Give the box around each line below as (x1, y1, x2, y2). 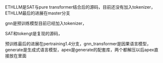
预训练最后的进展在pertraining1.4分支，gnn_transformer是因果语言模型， (5, 41, 151, 47)
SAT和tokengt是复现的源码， (5, 31, 63, 36)
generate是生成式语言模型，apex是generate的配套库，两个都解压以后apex (5, 47, 154, 52)
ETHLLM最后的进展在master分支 (5, 10, 71, 16)
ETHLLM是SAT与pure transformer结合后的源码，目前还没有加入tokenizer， (5, 4, 156, 10)
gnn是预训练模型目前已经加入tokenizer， (5, 21, 87, 26)
